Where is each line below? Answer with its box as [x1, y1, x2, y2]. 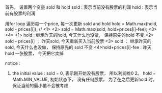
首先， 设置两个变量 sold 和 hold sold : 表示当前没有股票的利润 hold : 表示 [5, 4, 154, 10]
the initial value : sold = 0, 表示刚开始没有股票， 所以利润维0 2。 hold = [12, 70, 156, 76]
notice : [5, 60, 21, 66]
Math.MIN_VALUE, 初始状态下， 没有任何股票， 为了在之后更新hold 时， [12, 76, 157, 82]
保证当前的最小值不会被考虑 [12, 83, 69, 88]
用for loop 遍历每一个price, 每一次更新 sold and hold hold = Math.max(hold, [5, 21, 158, 26]
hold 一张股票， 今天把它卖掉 [5, 50, 64, 56]
